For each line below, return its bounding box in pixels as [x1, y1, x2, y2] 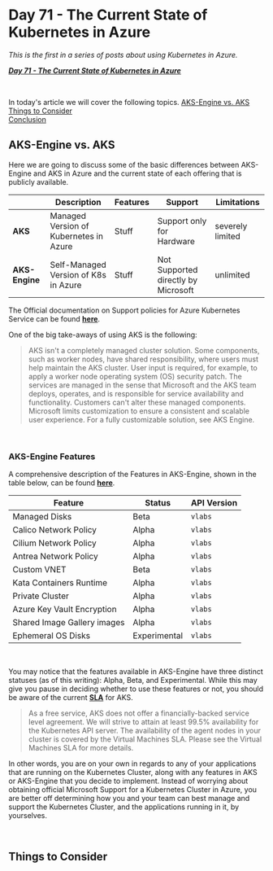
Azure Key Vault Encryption [12, 604, 117, 615]
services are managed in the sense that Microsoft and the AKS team [28, 380, 257, 390]
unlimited [214, 269, 250, 280]
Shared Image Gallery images [12, 617, 125, 628]
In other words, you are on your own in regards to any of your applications [8, 759, 257, 768]
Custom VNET [12, 564, 67, 576]
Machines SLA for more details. [28, 743, 134, 753]
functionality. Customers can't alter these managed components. [28, 397, 246, 407]
